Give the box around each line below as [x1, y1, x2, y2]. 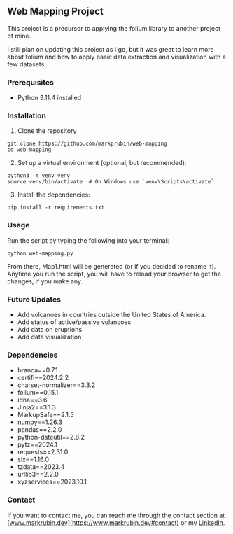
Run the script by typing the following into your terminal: [7, 236, 169, 244]
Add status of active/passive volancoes [17, 318, 132, 326]
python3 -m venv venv [7, 172, 71, 179]
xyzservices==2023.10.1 [17, 477, 87, 486]
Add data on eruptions [17, 325, 83, 333]
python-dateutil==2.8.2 [17, 433, 85, 442]
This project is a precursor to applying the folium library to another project [7, 24, 221, 32]
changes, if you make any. [7, 276, 83, 286]
